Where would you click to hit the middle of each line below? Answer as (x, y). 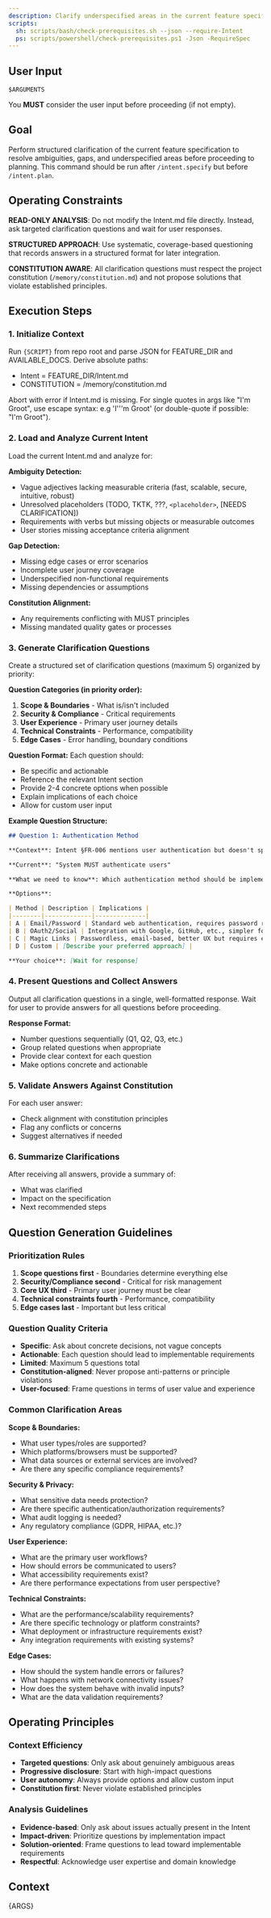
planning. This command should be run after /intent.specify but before (128, 166)
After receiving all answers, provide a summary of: (92, 1174)
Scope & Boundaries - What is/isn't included (94, 705)
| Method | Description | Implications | (79, 909)
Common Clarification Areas (65, 1410)
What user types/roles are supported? (83, 1443)
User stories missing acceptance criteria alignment (104, 530)
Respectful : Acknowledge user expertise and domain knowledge (128, 1861)
